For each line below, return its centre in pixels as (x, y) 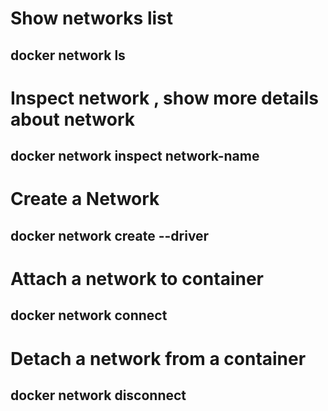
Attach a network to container (137, 278)
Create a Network (85, 199)
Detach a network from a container (158, 358)
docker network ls (68, 55)
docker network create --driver (110, 235)
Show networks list (92, 18)
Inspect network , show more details (164, 98)
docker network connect (89, 315)
